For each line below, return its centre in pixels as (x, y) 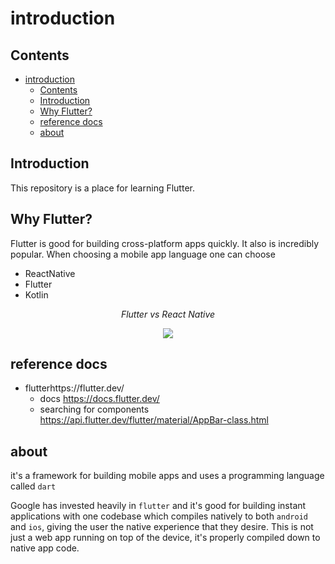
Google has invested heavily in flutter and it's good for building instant (158, 506)
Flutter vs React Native (168, 314)
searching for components (94, 409)
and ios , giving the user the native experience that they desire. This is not (162, 527)
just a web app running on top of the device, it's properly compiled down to (165, 538)
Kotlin (36, 294)
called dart (33, 486)
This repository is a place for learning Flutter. (102, 188)
